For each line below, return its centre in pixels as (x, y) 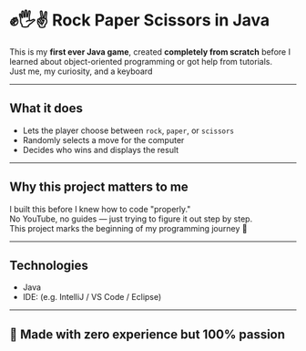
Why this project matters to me (99, 187)
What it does (46, 108)
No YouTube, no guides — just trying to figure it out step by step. (131, 219)
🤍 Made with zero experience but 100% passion (147, 334)
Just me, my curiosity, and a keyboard (81, 71)
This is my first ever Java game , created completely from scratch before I (150, 52)
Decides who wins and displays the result (101, 150)
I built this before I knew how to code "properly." (100, 209)
